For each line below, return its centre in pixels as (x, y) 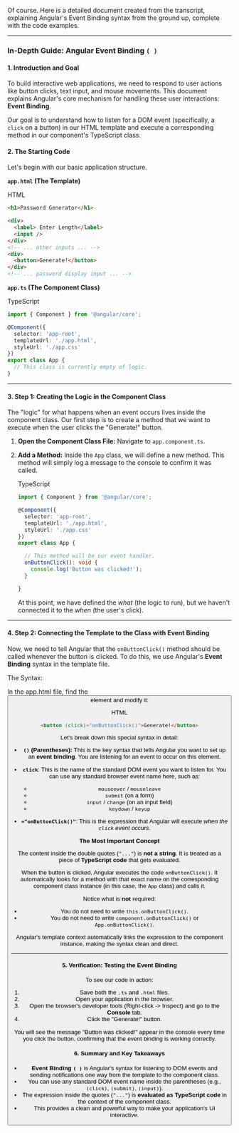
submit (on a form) (129, 795)
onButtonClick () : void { (61, 563)
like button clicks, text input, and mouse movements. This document (107, 91)
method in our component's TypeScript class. (74, 135)
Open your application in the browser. (125, 999)
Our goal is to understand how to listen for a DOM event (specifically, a (111, 120)
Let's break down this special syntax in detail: (119, 737)
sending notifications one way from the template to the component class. (124, 1075)
